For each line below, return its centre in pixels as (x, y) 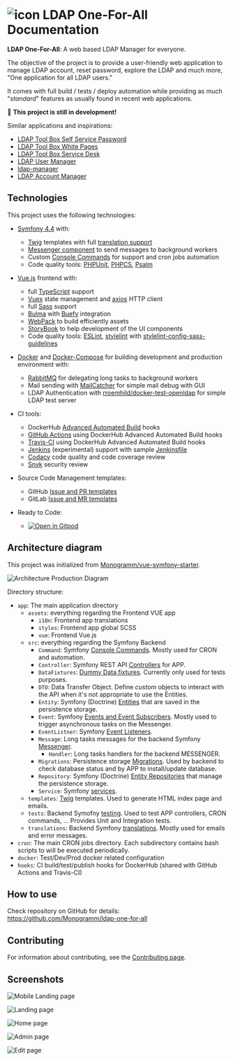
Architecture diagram (55, 548)
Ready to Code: (40, 512)
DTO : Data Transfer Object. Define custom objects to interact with (131, 687)
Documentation (53, 30)
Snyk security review (58, 464)
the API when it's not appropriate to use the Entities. (113, 694)
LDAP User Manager (47, 161)
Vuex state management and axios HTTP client (95, 299)
